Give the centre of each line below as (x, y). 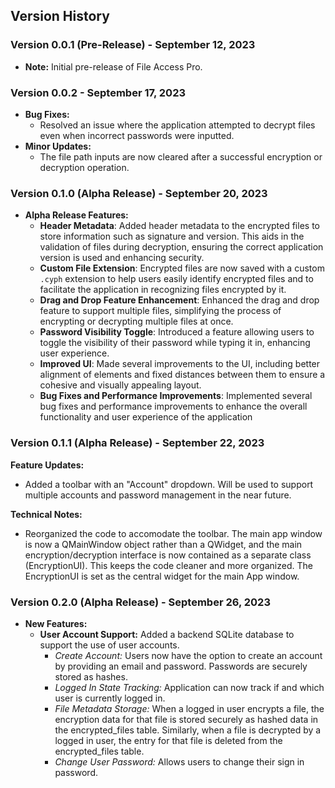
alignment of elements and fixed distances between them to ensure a (182, 375)
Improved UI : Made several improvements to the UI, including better (180, 364)
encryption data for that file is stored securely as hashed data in (186, 719)
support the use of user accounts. (109, 645)
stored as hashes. (91, 676)
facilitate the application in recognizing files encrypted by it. (163, 290)
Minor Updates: (58, 146)
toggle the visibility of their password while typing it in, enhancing (175, 343)
